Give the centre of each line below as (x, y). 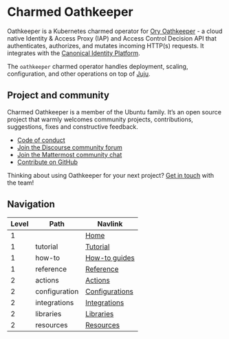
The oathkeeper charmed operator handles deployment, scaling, (98, 66)
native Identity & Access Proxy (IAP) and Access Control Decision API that (112, 38)
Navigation (31, 204)
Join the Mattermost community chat (69, 154)
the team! (21, 183)
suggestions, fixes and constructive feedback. (73, 126)
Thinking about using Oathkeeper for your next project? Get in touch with (111, 175)
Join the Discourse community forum (69, 147)
